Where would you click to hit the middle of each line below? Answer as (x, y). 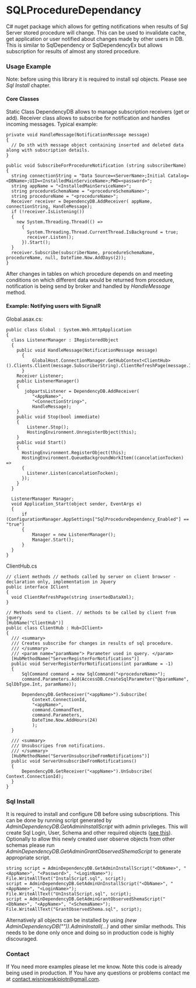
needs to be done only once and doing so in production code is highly (90, 932)
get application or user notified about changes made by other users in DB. (95, 39)
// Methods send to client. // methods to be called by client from (91, 612)
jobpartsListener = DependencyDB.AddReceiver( (82, 391)
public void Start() (41, 442)
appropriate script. (28, 857)
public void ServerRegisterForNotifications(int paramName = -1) (92, 664)
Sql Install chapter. (28, 85)
